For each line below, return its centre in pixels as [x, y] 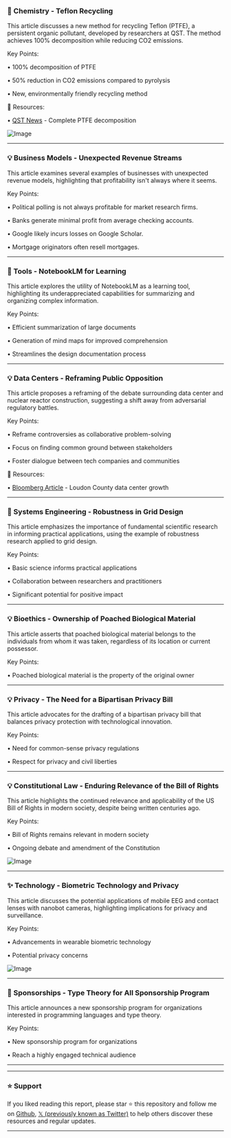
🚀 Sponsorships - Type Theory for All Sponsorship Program [108, 992]
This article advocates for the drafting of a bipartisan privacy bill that [104, 715]
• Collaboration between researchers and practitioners [85, 581]
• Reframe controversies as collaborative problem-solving [89, 434]
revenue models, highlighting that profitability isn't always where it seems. [112, 180]
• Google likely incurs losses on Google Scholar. [75, 234]
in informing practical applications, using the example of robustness [103, 534]
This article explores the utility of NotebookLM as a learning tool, [99, 286]
